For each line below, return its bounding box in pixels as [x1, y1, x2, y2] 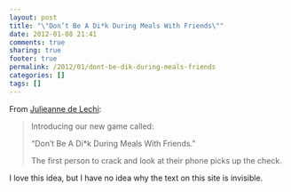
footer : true [9, 54, 58, 63]
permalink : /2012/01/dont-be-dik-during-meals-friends [9, 63, 216, 72]
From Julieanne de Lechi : [9, 103, 102, 114]
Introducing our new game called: [30, 121, 154, 132]
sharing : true [9, 46, 62, 55]
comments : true [9, 37, 66, 47]
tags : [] [9, 79, 42, 88]
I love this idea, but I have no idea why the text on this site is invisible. [9, 172, 263, 183]
